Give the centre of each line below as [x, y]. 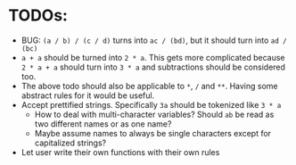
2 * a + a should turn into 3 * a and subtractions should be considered [153, 67]
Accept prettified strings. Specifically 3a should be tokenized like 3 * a [151, 104]
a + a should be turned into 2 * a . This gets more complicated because [153, 57]
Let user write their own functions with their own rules [120, 152]
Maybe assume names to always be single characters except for [153, 133]
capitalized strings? [70, 143]
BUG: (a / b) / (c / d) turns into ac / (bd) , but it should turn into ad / [154, 40]
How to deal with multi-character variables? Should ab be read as [154, 114]
